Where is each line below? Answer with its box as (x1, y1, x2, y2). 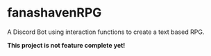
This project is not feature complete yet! (7, 41, 126, 49)
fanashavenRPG (7, 5, 102, 21)
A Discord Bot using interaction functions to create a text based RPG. (7, 28, 205, 36)
